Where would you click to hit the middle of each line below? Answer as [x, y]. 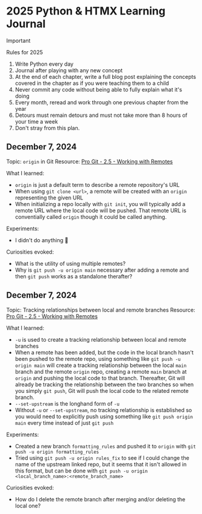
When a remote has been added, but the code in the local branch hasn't [104, 352]
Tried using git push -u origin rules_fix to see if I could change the [102, 458]
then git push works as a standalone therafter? [74, 276]
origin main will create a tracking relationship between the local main [101, 365]
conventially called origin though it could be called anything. [91, 217]
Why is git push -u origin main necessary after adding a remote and [102, 270]
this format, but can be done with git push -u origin [81, 471]
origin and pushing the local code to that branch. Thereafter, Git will [100, 378]
